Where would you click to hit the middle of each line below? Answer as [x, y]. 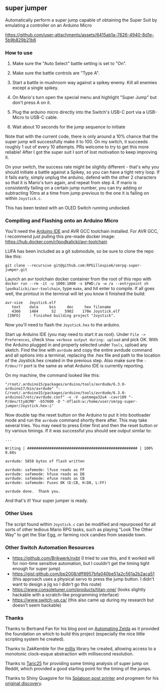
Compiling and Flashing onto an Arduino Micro [62, 221]
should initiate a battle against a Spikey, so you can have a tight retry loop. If [82, 172]
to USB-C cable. [42, 117]
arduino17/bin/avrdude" [30, 389]
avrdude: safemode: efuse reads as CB [45, 479]
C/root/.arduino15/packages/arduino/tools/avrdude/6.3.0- [66, 393]
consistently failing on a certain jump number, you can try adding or [74, 188]
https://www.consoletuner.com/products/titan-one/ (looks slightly [79, 590]
